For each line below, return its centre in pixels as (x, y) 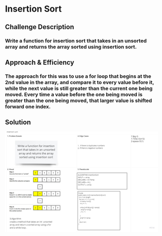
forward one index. (28, 106)
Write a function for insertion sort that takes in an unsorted (76, 41)
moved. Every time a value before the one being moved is (74, 94)
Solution (18, 122)
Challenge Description (40, 27)
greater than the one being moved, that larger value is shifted (79, 101)
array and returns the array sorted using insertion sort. (71, 47)
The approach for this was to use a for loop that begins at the (78, 76)
